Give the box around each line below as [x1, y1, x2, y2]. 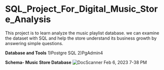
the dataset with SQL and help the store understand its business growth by [5, 35, 157, 41]
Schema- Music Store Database [5, 59, 71, 65]
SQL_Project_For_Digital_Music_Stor [5, 3, 158, 15]
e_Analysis [5, 14, 51, 25]
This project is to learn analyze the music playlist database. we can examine [5, 30, 160, 36]
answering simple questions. [5, 40, 64, 46]
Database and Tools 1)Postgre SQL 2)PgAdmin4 [5, 50, 103, 56]
